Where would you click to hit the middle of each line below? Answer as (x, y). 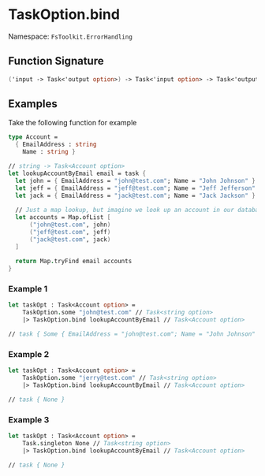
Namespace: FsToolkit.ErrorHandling (70, 36)
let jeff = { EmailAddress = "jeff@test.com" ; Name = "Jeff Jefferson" (136, 188)
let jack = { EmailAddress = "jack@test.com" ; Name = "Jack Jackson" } (136, 195)
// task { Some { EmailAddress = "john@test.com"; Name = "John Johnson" (132, 334)
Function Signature (56, 61)
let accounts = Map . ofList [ (63, 218)
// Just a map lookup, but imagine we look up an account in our (125, 210)
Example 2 (29, 354)
